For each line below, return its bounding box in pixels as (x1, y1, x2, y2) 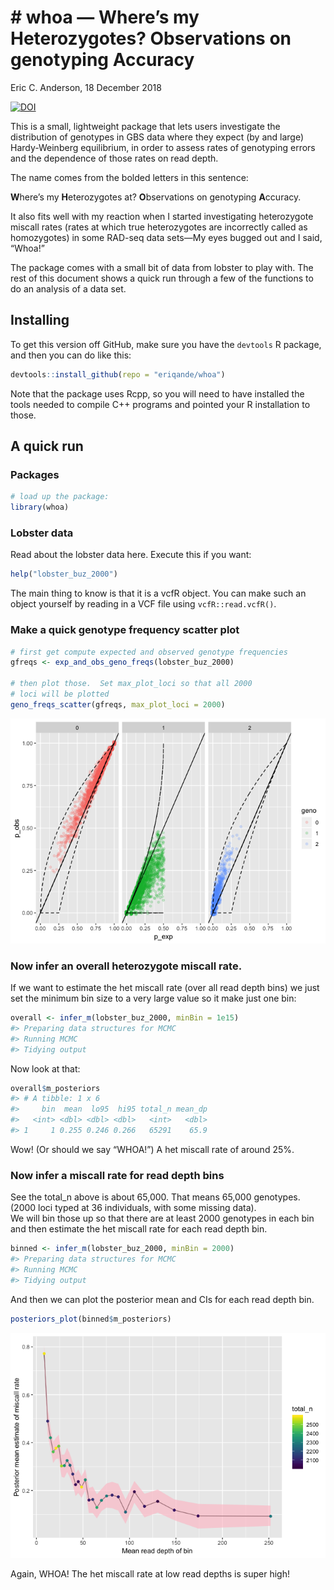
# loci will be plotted (10, 689, 110, 700)
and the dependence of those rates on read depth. (10, 152, 219, 164)
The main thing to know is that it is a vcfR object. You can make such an (10, 587, 307, 600)
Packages (10, 467, 60, 481)
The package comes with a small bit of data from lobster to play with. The (10, 261, 314, 273)
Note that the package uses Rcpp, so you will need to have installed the (10, 387, 305, 400)
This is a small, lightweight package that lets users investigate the (10, 120, 281, 132)
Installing (10, 312, 70, 329)
